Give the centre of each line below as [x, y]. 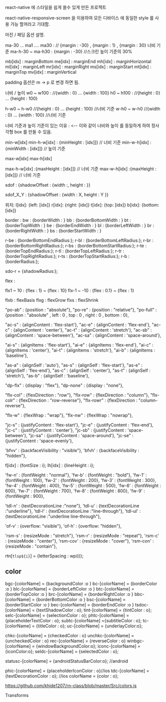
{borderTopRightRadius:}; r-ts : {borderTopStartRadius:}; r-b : [67, 256]
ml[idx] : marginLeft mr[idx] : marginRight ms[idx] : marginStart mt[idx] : [78, 67]
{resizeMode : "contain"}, [31, 546]
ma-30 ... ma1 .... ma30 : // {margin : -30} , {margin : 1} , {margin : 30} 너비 [80, 45]
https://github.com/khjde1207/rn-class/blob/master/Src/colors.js [71, 686]
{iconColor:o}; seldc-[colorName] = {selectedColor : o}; [62, 651]
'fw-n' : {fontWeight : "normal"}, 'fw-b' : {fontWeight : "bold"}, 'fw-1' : [76, 475]
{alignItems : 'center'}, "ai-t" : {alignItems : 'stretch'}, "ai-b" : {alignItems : [80, 350]
